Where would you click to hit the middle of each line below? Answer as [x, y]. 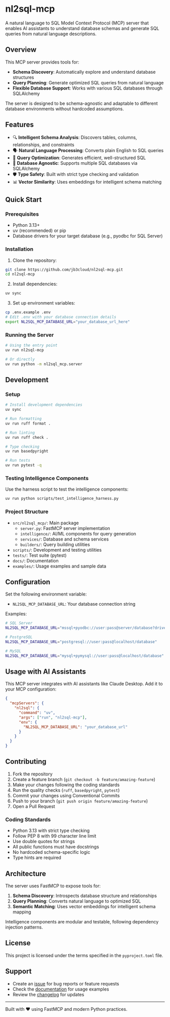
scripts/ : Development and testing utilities [57, 550]
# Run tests [18, 461]
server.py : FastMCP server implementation [65, 528]
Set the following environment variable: [46, 594]
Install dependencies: [35, 284]
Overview [21, 50]
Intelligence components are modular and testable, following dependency [82, 921]
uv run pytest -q [24, 465]
